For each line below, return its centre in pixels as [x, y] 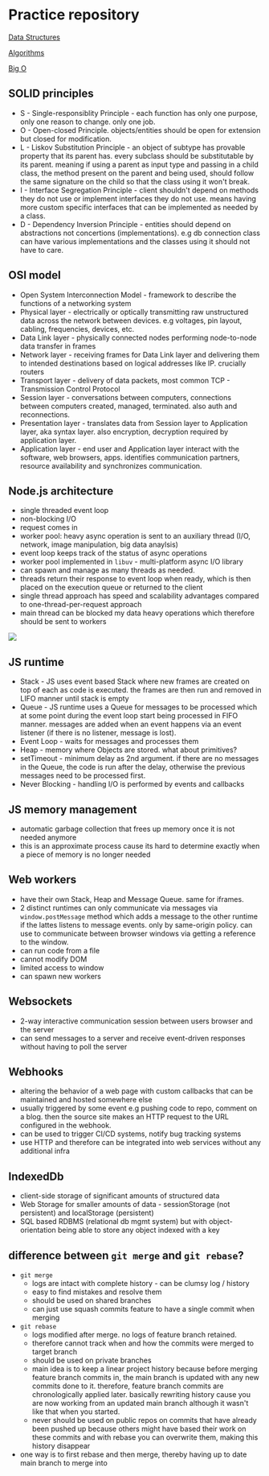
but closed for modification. [66, 139]
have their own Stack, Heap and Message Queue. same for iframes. [132, 899]
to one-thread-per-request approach [81, 605]
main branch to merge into [64, 1463]
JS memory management [73, 810]
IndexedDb [36, 1176]
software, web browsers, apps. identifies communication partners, [130, 457]
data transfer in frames [58, 346]
